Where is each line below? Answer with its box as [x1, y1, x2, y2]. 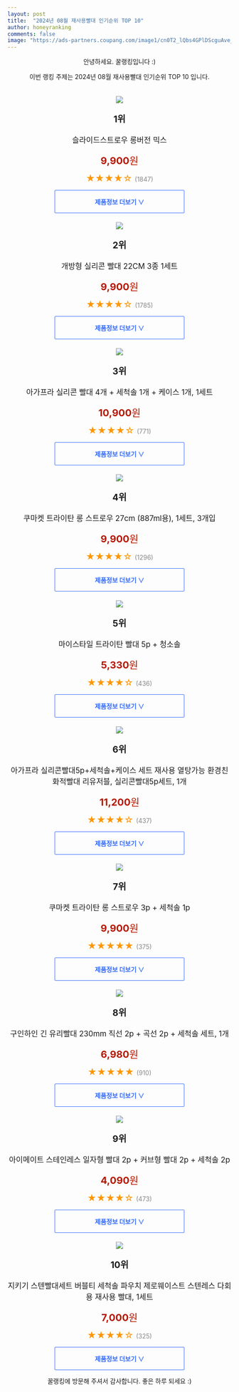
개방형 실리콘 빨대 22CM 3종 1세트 [61, 262, 178, 272]
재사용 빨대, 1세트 [95, 1292, 154, 1302]
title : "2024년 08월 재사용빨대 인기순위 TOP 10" [7, 17, 144, 24]
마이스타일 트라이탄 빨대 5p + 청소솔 [58, 639, 181, 649]
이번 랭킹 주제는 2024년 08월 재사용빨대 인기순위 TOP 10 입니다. [29, 73, 210, 81]
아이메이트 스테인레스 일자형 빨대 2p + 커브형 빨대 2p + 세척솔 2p [9, 1155, 230, 1165]
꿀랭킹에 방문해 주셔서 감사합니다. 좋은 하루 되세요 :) [47, 1377, 192, 1386]
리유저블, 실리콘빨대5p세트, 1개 [82, 777, 187, 787]
